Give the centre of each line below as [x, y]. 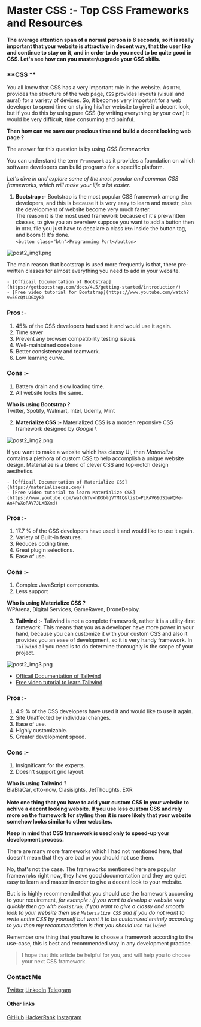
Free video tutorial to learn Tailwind [59, 683]
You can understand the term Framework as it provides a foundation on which [101, 161]
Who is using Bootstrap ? [39, 404]
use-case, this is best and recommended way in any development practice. [100, 944]
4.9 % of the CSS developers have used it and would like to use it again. [104, 711]
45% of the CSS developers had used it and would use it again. [93, 326]
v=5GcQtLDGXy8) [26, 298]
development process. [36, 840]
